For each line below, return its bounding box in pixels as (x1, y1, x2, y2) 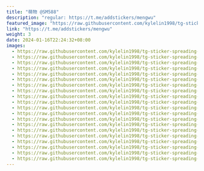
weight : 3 (6, 32, 32, 38)
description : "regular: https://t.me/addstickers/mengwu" (6, 15, 156, 21)
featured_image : (6, 20, 47, 26)
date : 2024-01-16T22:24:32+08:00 (6, 37, 91, 43)
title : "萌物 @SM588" (6, 8, 59, 15)
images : (6, 43, 26, 49)
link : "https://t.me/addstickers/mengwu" (6, 25, 113, 32)
